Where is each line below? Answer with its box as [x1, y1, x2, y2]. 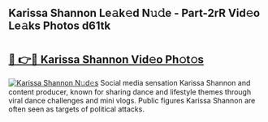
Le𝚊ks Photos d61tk [8, 19, 111, 33]
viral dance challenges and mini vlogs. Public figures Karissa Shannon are [8, 96, 256, 105]
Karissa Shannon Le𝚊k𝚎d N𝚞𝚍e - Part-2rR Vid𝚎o [8, 6, 261, 20]
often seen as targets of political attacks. [8, 104, 145, 114]
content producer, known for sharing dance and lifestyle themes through [8, 87, 252, 96]
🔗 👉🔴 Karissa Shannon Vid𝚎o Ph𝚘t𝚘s [8, 53, 205, 66]
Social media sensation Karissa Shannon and [100, 78, 251, 87]
